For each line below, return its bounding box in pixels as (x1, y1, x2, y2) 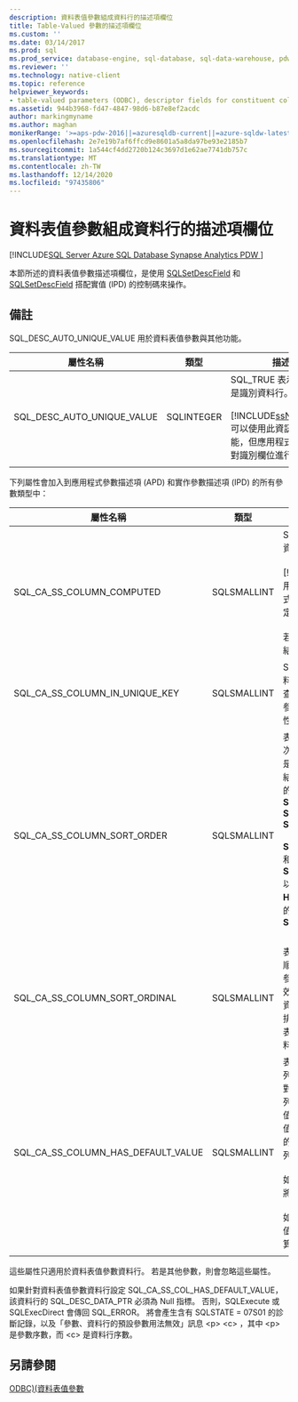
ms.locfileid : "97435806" (9, 179, 105, 188)
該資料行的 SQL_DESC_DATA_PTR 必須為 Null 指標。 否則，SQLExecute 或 (9, 1295, 280, 1306)
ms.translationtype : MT (9, 153, 98, 163)
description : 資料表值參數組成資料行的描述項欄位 (9, 12, 174, 22)
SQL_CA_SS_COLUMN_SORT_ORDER (13, 829, 168, 842)
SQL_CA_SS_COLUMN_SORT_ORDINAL (13, 991, 177, 1003)
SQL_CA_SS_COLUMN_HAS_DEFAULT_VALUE (13, 1146, 204, 1158)
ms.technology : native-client (9, 71, 122, 80)
